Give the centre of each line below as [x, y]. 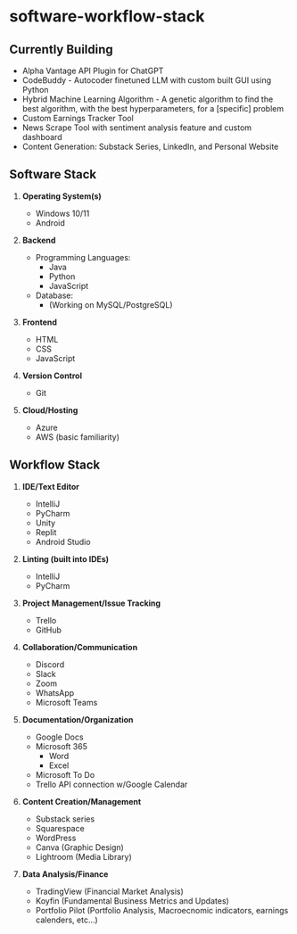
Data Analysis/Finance [65, 874]
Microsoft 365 [61, 746]
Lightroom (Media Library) [83, 856]
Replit [46, 532]
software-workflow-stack [107, 17]
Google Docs [59, 737]
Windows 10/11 [62, 213]
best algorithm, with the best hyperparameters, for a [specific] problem [153, 108]
